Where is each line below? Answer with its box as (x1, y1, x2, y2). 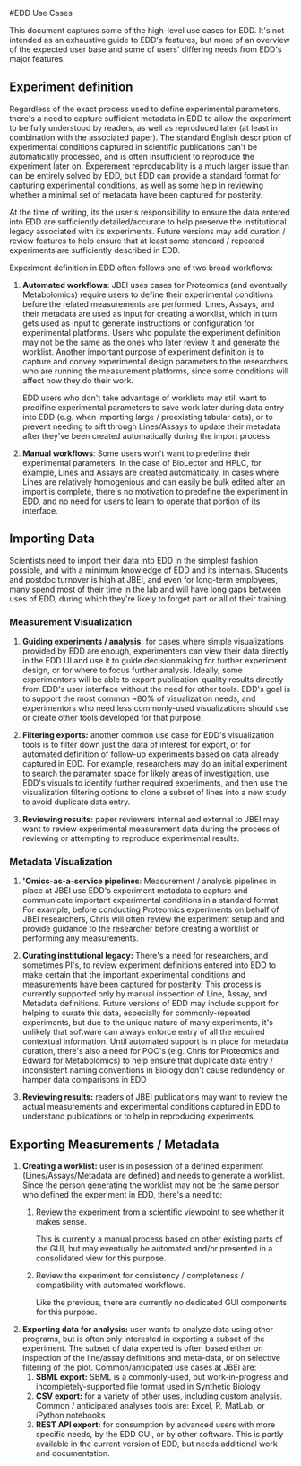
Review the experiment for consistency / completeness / (35, 1270, 245, 1281)
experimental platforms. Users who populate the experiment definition (21, 327, 281, 338)
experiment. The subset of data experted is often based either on (21, 1343, 263, 1354)
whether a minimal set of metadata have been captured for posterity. (9, 189, 263, 200)
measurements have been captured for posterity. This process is (21, 979, 262, 990)
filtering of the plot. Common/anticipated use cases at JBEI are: (21, 1362, 257, 1373)
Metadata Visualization (9, 855, 113, 867)
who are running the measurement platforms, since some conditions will (21, 365, 289, 376)
